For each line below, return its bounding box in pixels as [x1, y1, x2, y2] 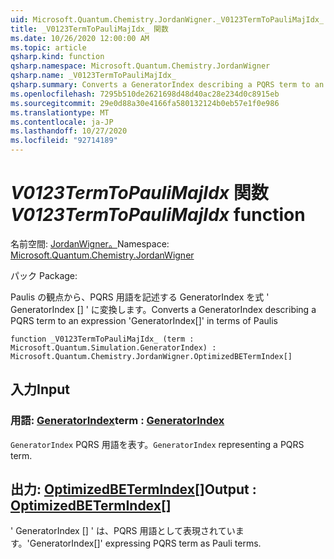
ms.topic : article [10, 42, 87, 53]
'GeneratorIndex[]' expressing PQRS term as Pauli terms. [26, 537, 262, 550]
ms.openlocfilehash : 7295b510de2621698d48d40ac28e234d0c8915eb [10, 89, 280, 99]
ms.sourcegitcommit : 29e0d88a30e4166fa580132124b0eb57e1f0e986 [10, 98, 280, 108]
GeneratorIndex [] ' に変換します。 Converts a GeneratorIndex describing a [10, 303, 317, 315]
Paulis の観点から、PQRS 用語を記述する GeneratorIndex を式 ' [10, 291, 270, 303]
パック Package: [10, 269, 78, 281]
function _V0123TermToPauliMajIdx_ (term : [10, 334, 195, 344]
